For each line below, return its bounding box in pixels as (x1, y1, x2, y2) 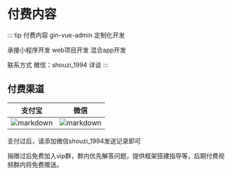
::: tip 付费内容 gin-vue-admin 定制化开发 (7, 31, 125, 39)
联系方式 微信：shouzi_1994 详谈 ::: (7, 60, 109, 69)
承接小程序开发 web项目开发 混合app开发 (7, 45, 126, 54)
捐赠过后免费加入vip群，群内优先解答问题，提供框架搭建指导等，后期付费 (7, 151, 219, 160)
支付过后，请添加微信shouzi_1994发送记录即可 (7, 136, 142, 145)
